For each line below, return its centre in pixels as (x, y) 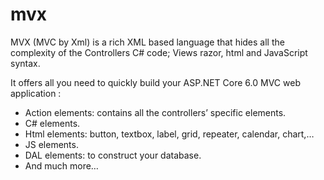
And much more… (61, 165)
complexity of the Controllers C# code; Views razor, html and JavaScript (159, 52)
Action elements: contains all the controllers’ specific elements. (155, 112)
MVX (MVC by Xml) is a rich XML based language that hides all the (147, 42)
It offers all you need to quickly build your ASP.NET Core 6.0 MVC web (155, 82)
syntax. (25, 63)
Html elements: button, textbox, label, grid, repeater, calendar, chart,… (169, 134)
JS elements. (51, 144)
